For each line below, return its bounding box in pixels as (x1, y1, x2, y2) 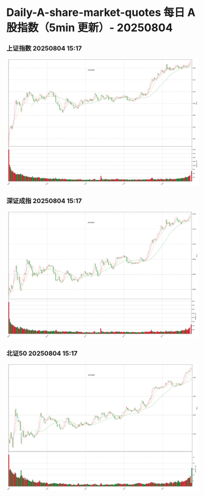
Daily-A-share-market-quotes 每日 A (6, 5, 196, 20)
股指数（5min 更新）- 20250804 (6, 21, 173, 35)
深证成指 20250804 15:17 (6, 196, 82, 205)
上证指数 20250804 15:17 (6, 44, 82, 52)
